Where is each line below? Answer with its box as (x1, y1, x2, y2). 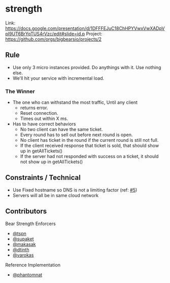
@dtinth (12, 246, 29, 253)
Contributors (5, 207, 47, 216)
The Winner (5, 87, 35, 95)
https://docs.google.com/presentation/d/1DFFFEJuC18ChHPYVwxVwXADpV (5, 25, 165, 31)
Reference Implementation (5, 262, 61, 268)
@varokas (12, 252, 34, 258)
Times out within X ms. (20, 115, 69, 122)
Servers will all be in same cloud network (12, 192, 99, 198)
